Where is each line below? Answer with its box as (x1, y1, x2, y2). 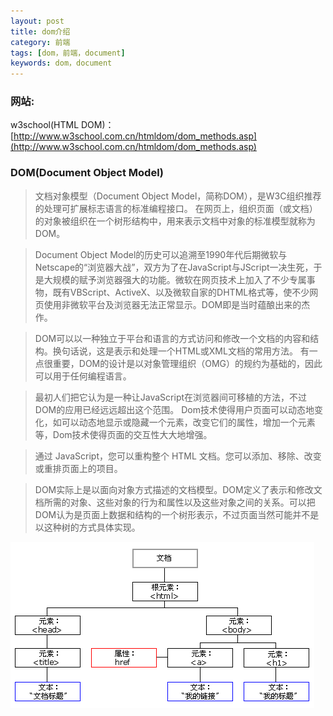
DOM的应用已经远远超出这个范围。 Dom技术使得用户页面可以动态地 (34, 403, 315, 415)
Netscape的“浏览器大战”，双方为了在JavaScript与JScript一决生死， (34, 261, 314, 273)
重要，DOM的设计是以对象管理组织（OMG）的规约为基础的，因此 (52, 357, 323, 369)
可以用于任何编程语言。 (34, 370, 132, 382)
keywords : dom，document (10, 58, 113, 69)
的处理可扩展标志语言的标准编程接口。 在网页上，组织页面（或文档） (34, 202, 318, 214)
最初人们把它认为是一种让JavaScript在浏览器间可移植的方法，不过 (34, 391, 308, 403)
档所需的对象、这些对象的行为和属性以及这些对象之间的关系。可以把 (34, 496, 316, 508)
